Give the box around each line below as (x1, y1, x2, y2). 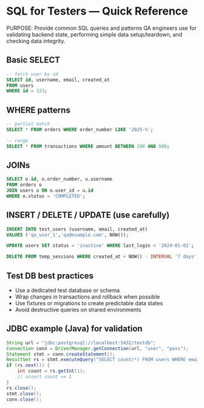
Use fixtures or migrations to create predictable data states (15, 300, 163, 306)
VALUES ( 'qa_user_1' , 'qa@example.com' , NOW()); (6, 232, 129, 238)
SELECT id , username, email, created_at (6, 77, 110, 83)
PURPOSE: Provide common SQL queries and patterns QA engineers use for (6, 24, 197, 32)
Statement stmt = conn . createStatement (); (6, 351, 115, 357)
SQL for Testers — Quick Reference (6, 4, 188, 18)
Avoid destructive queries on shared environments (15, 306, 141, 313)
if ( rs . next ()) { (6, 362, 50, 368)
